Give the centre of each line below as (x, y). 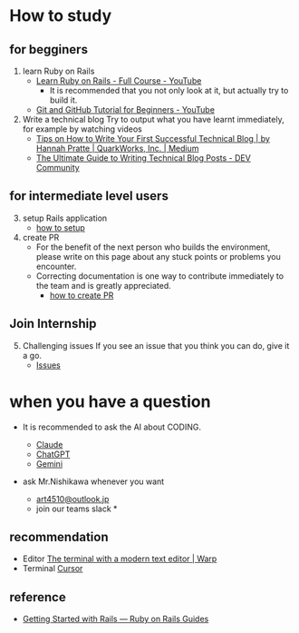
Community (58, 168)
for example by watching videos (82, 129)
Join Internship (53, 324)
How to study (61, 16)
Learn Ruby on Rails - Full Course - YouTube (119, 81)
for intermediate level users (89, 196)
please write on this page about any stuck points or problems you (158, 256)
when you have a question (110, 401)
